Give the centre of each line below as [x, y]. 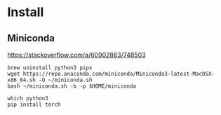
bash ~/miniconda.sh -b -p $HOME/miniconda [72, 86]
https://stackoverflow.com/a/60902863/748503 [76, 55]
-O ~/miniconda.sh [65, 80]
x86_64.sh [22, 80]
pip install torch [34, 104]
